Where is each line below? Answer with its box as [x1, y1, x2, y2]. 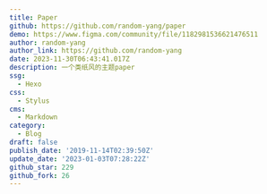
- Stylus [17, 96, 50, 105]
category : [9, 122, 47, 131]
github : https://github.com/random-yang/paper [9, 21, 186, 30]
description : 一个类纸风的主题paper [9, 63, 135, 72]
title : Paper [9, 13, 58, 22]
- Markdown [17, 113, 58, 122]
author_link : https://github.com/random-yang [9, 46, 182, 55]
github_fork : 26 [9, 171, 70, 180]
